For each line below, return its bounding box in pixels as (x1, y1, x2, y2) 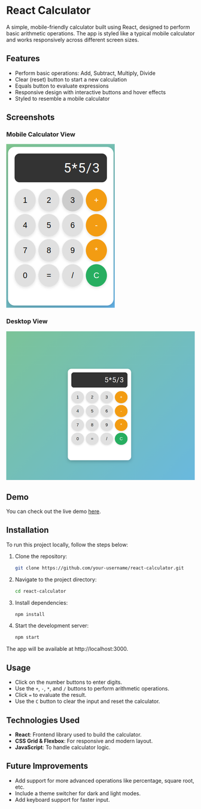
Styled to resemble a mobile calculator (14, 95, 110, 102)
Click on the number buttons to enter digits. (14, 678, 123, 686)
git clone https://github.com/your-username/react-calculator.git (14, 565, 184, 571)
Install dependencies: (14, 599, 68, 606)
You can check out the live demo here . (6, 508, 101, 515)
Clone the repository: (14, 553, 68, 560)
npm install (14, 611, 45, 617)
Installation (6, 525, 49, 535)
